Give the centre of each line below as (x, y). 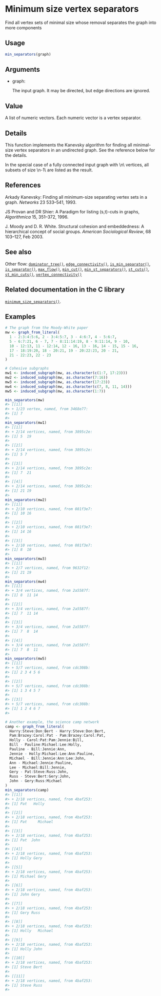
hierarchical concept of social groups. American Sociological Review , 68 (78, 231)
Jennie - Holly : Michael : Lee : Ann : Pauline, (52, 754)
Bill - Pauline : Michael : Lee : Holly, (46, 745)
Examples (20, 317)
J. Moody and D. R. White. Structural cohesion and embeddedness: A (75, 226)
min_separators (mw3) (26, 559)
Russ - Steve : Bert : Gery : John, (40, 777)
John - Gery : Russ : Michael (36, 781)
